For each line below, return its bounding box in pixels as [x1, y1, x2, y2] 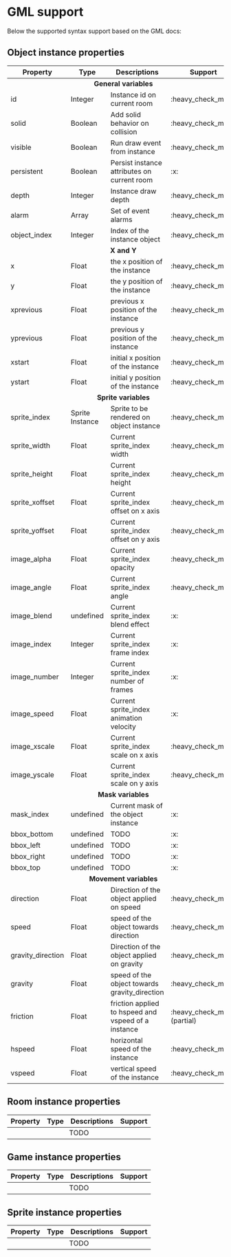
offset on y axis [110, 534, 160, 544]
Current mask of [110, 800, 164, 810]
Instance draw [110, 186, 157, 196]
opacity [110, 562, 135, 572]
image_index [10, 639, 52, 648]
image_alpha [10, 554, 52, 564]
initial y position [110, 373, 162, 382]
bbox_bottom [10, 829, 54, 839]
